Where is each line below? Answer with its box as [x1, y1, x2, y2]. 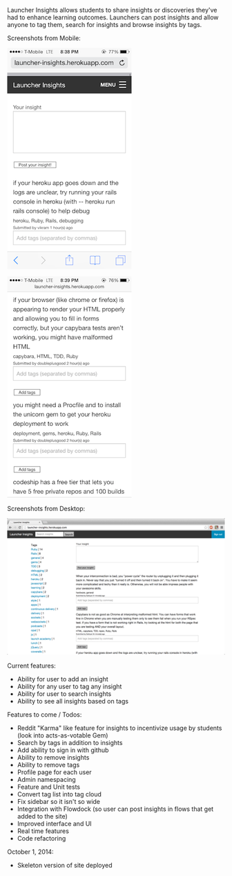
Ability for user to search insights [17, 690, 112, 698]
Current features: [7, 661, 57, 670]
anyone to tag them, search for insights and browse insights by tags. [7, 21, 202, 28]
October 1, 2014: [7, 848, 54, 856]
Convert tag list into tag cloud [17, 790, 102, 798]
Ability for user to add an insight [17, 675, 108, 683]
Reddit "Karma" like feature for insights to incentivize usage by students [17, 724, 222, 732]
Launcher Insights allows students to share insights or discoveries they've [7, 6, 217, 14]
